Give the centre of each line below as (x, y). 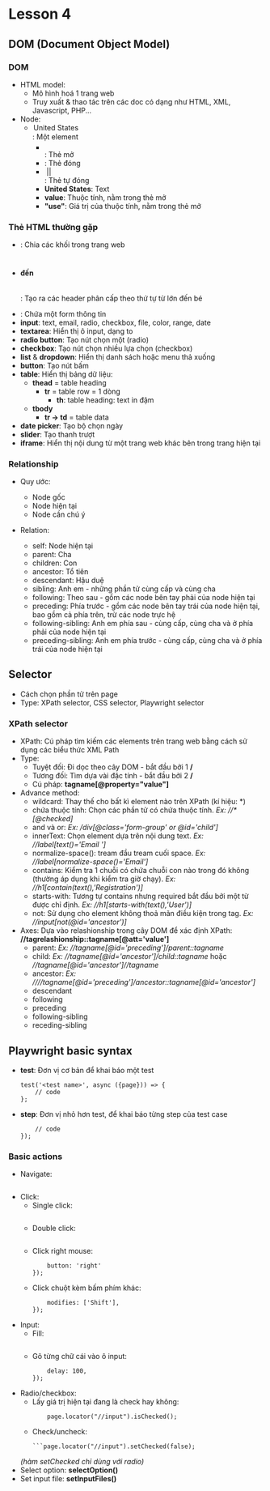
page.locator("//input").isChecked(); (112, 1417)
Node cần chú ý (59, 514)
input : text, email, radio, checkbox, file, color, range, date (116, 322)
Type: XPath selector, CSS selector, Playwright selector (112, 702)
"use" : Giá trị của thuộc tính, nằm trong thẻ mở (123, 206)
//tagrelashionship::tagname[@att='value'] (95, 939)
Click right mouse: (62, 1251)
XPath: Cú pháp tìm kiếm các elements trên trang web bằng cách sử (134, 741)
